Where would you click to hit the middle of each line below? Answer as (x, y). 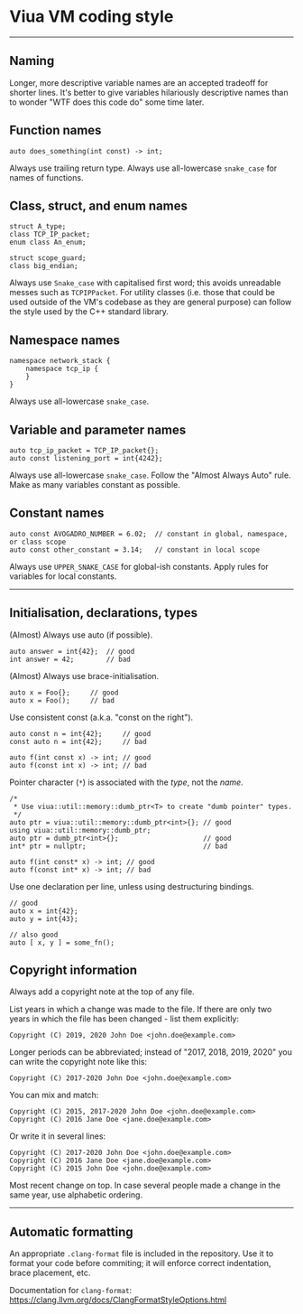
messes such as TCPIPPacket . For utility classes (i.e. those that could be (142, 293)
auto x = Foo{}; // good (64, 693)
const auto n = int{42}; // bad (78, 741)
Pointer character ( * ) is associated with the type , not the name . (126, 782)
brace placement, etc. (50, 1273)
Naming (32, 61)
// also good (34, 935)
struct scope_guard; (48, 258)
